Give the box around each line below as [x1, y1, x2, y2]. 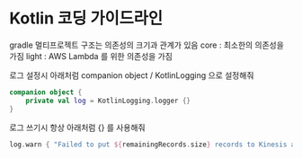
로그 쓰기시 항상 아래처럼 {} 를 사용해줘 [9, 122, 146, 133]
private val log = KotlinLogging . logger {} [25, 96, 191, 105]
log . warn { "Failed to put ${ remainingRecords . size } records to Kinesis [9, 140, 288, 149]
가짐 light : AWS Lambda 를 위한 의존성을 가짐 [9, 50, 173, 61]
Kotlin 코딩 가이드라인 [9, 8, 164, 29]
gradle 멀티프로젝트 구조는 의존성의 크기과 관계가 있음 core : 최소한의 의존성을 [9, 39, 285, 50]
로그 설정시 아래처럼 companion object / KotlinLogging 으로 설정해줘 [9, 69, 254, 81]
